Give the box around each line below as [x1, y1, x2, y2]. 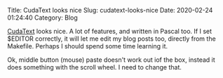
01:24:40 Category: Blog [7, 13, 79, 22]
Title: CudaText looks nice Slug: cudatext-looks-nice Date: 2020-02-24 [7, 6, 213, 14]
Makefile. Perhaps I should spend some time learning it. [7, 42, 168, 50]
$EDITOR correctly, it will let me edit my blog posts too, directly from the [7, 34, 216, 43]
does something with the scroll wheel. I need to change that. [7, 63, 182, 71]
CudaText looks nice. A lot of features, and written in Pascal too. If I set [7, 27, 212, 35]
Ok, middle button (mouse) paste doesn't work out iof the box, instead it [7, 56, 215, 64]
